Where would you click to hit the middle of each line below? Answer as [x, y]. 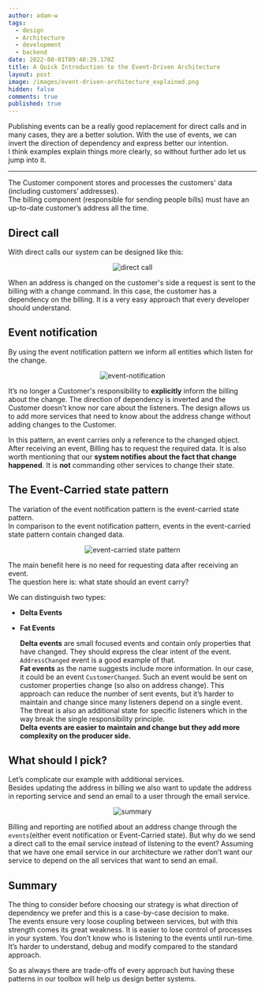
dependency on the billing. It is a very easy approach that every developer [129, 299]
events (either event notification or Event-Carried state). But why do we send [132, 835]
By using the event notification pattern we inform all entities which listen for [131, 351]
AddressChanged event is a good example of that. [97, 660]
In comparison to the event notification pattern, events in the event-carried [129, 526]
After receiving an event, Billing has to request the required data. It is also [127, 448]
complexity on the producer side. [75, 735]
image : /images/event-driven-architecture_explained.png [104, 82]
